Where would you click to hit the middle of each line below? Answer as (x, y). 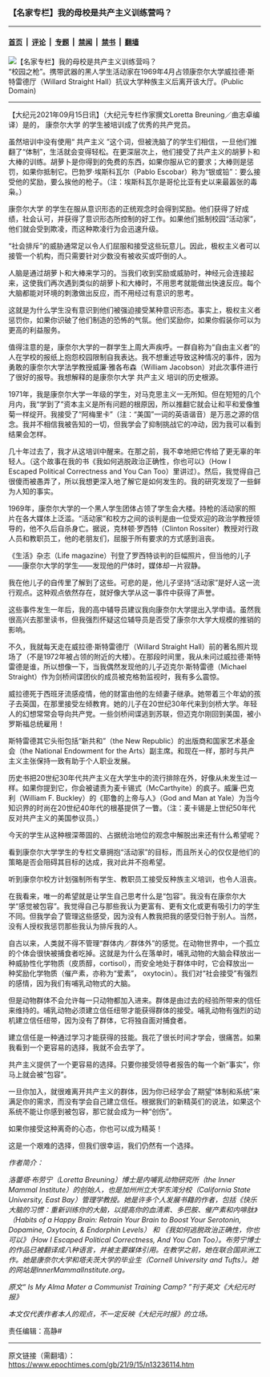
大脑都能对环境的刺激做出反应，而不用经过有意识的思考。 (103, 293)
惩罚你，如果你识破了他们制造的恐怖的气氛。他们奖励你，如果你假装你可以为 (135, 320)
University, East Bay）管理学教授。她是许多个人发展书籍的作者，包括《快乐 (133, 1199)
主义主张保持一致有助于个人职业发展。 (71, 761)
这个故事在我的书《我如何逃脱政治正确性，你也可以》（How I (131, 461)
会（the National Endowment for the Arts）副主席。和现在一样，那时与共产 (131, 750)
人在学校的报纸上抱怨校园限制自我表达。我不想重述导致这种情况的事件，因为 (135, 357)
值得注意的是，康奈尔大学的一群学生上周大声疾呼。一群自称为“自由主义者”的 (134, 347)
